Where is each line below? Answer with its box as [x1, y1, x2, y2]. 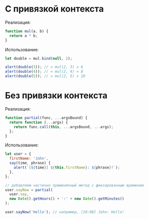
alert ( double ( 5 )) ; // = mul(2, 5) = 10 [5, 74, 86, 78]
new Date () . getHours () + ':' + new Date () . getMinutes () [9, 196, 124, 202]
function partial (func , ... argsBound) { [5, 115, 88, 120]
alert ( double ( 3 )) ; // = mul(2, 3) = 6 [5, 64, 83, 70]
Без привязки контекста [5, 90, 108, 101]
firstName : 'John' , [9, 156, 49, 161]
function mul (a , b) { [5, 29, 49, 33]
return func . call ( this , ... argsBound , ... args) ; [14, 125, 114, 129]
